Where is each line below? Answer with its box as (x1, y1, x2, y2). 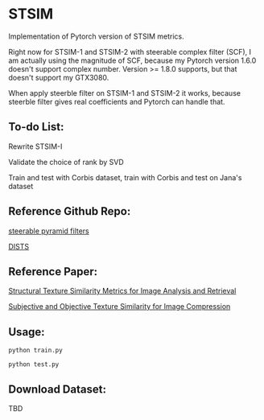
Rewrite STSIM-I (8, 142, 63, 151)
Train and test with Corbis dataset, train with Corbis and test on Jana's (8, 172, 242, 182)
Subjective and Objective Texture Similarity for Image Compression (8, 302, 231, 311)
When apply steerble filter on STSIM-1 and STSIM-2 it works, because (8, 88, 241, 97)
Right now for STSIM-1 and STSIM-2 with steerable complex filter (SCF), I (8, 47, 252, 56)
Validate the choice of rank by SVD (8, 157, 125, 167)
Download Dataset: (8, 382, 107, 396)
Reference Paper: (8, 265, 98, 278)
